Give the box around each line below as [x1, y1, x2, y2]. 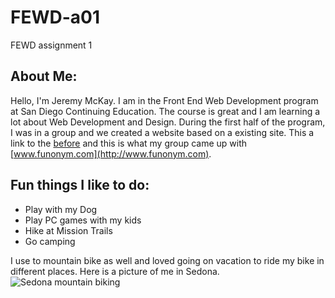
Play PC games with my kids [24, 214, 142, 226]
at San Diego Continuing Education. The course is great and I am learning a [10, 105, 321, 117]
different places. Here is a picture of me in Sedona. [10, 265, 220, 277]
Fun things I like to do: [10, 177, 150, 194]
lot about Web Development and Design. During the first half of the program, [10, 116, 326, 128]
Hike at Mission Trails [24, 224, 113, 236]
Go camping [24, 235, 76, 247]
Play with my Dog [24, 203, 98, 215]
